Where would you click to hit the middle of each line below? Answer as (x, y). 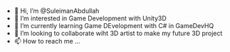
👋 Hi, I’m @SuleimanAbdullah (57, 11)
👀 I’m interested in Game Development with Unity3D (90, 18)
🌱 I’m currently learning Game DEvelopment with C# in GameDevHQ (114, 26)
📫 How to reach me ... (47, 41)
